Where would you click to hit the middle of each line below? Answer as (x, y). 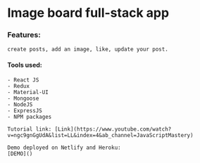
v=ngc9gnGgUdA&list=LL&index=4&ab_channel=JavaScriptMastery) (100, 135)
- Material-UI (28, 92)
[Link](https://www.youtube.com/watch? (113, 129)
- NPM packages (30, 117)
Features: (24, 35)
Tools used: (25, 65)
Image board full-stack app (88, 13)
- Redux (19, 86)
